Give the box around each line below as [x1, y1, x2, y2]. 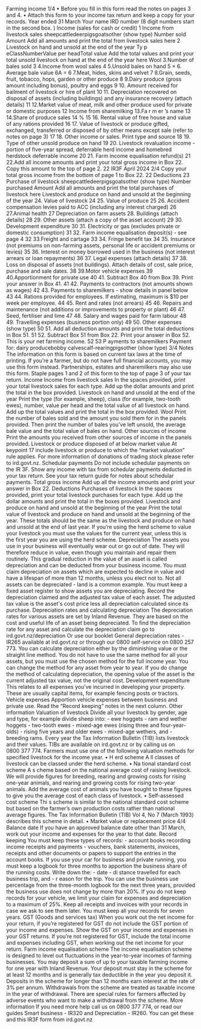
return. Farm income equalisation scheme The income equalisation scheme [6, 945, 192, 953]
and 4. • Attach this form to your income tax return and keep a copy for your [6, 11, 195, 19]
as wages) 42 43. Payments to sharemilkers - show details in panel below [6, 287, 188, 294]
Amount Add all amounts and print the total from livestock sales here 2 [6, 37, 181, 44]
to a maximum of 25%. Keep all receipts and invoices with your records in [6, 901, 188, 908]
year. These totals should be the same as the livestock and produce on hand [6, 517, 195, 524]
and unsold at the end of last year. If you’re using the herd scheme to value [6, 523, 192, 530]
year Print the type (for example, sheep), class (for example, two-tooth [6, 396, 181, 402]
